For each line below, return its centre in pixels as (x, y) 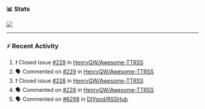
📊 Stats (18, 9)
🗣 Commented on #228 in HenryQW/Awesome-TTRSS (85, 89)
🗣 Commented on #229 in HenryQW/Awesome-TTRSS (85, 71)
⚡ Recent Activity (33, 46)
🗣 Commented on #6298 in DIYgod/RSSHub (71, 99)
